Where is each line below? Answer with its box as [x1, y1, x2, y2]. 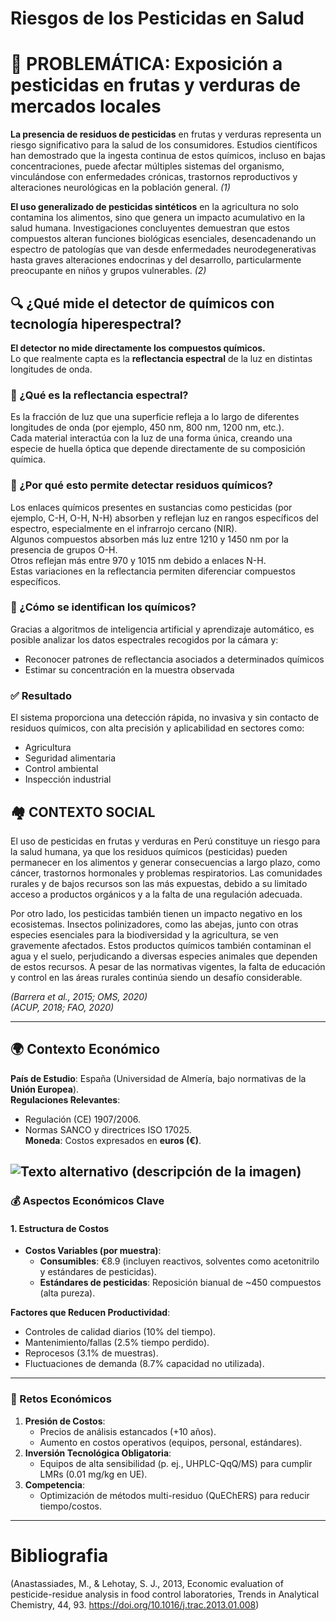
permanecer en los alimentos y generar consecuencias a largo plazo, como [10, 856, 321, 868]
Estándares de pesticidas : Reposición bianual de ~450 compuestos [39, 1277, 322, 1289]
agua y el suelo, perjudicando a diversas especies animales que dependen [10, 950, 318, 962]
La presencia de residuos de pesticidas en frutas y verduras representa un [10, 128, 322, 141]
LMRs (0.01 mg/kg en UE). [39, 1468, 148, 1480]
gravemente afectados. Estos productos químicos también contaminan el [10, 939, 312, 951]
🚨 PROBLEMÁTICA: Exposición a [10, 53, 283, 76]
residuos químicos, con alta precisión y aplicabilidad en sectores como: [10, 722, 305, 734]
